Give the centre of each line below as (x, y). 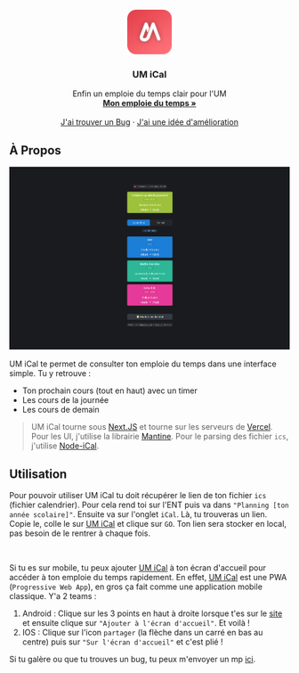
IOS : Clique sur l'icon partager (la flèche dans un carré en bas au (142, 633)
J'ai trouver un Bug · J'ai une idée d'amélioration (149, 122)
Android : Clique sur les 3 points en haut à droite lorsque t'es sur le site (152, 613)
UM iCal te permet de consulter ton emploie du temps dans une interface (143, 364)
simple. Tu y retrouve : (50, 373)
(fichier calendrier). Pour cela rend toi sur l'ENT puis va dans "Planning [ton (149, 505)
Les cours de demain (61, 410)
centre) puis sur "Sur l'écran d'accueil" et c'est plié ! (122, 642)
